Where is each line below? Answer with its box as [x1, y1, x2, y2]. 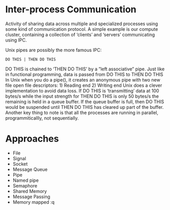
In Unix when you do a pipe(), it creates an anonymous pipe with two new [5, 77, 160, 83]
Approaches [5, 133, 59, 145]
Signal [12, 155, 27, 161]
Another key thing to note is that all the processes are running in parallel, [5, 109, 159, 116]
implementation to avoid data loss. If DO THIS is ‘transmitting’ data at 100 [5, 87, 160, 93]
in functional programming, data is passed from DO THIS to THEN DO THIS [5, 71, 163, 78]
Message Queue [12, 166, 48, 173]
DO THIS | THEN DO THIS [5, 56, 56, 62]
